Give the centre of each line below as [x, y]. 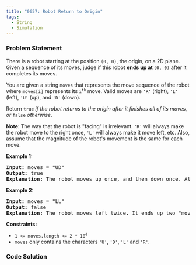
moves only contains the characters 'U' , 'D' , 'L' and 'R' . [82, 242]
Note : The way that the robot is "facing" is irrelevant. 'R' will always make [95, 126]
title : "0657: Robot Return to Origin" [55, 11]
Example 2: [20, 190]
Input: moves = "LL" [36, 201]
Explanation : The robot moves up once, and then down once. [94, 179]
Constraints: [22, 224]
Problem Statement [34, 49]
